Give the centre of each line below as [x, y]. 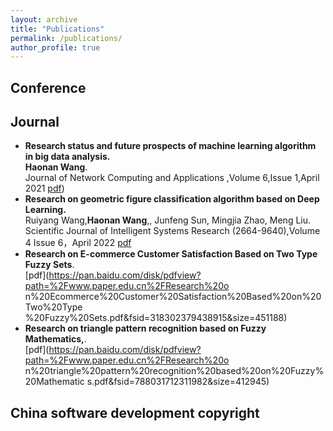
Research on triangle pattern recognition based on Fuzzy [145, 328]
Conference [48, 87]
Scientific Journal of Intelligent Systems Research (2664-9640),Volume [172, 231]
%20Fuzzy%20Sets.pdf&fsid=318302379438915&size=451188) [156, 318]
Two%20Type [53, 307]
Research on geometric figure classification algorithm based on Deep [172, 199]
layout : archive [44, 19]
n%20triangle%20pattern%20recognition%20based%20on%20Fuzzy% [174, 371]
